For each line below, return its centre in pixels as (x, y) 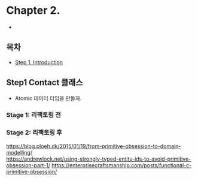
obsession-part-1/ (28, 165)
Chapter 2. (33, 10)
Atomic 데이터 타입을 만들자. (48, 98)
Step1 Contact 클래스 (45, 82)
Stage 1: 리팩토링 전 (33, 115)
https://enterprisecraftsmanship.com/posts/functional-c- (122, 165)
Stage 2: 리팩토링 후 (34, 132)
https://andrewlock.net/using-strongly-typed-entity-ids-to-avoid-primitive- (99, 159)
